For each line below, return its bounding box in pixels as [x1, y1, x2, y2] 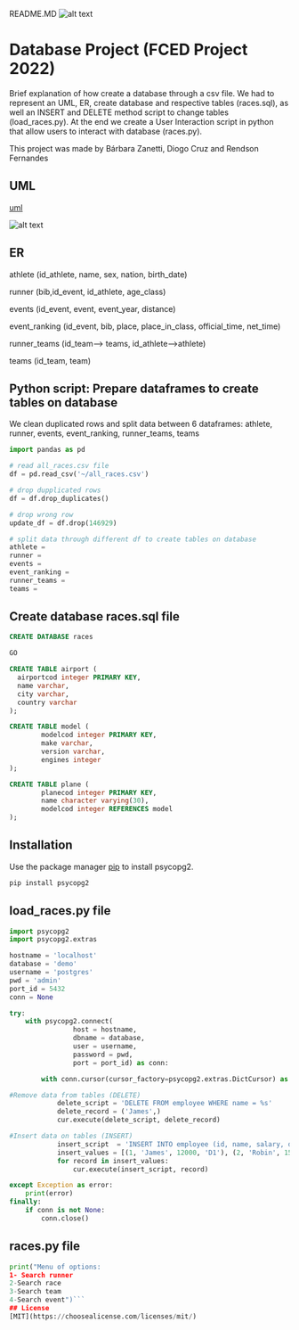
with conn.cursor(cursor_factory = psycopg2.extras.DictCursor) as [41, 1074, 289, 1083]
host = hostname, [72, 1025, 138, 1034]
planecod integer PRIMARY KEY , [41, 788, 158, 797]
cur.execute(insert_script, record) [72, 1164, 209, 1174]
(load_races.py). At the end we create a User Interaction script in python [9, 116, 274, 127]
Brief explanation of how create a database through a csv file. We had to [9, 87, 275, 98]
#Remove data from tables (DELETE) [9, 1090, 141, 1100]
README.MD [9, 9, 58, 19]
